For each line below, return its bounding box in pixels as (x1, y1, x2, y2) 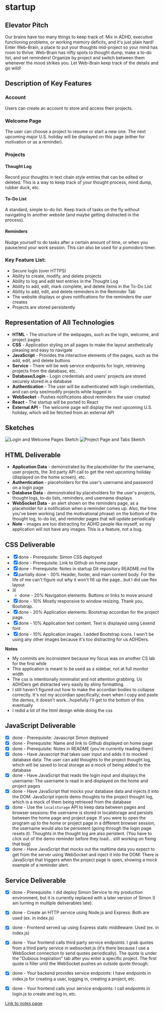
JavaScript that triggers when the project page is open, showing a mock (12, 857, 158, 863)
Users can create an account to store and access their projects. (5, 105, 133, 111)
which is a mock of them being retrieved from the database (12, 799, 132, 805)
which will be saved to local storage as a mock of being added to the (12, 762, 150, 768)
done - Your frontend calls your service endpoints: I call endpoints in (12, 985, 150, 991)
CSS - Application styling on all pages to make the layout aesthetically (12, 342, 153, 348)
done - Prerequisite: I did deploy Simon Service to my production (12, 890, 143, 895)
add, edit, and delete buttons (12, 357, 70, 363)
